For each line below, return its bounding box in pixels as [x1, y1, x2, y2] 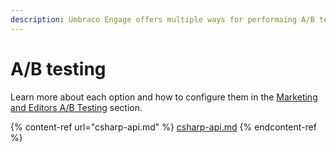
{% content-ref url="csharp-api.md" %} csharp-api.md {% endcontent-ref [10, 121, 317, 133]
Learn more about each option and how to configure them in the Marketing [10, 91, 318, 103]
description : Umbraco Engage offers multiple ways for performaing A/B [10, 14, 315, 25]
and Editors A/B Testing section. [10, 101, 143, 113]
